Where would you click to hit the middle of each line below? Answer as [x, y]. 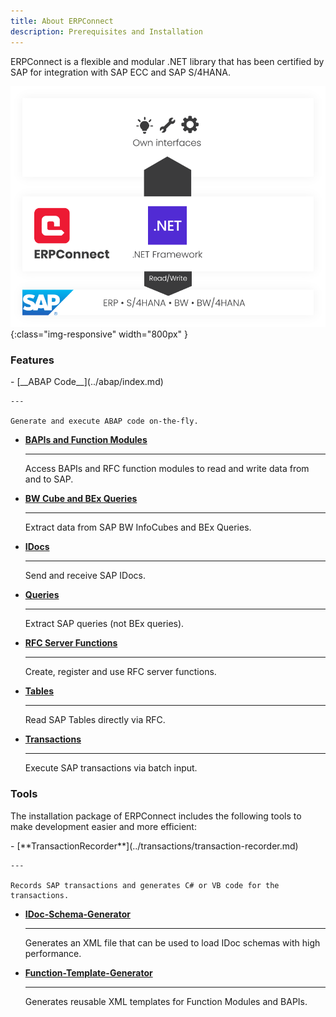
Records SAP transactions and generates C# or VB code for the [145, 885]
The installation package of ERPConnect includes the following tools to [156, 816]
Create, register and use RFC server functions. [120, 672]
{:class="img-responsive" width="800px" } [99, 334]
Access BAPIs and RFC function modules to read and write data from [167, 469]
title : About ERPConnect [62, 21]
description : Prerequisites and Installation [106, 31]
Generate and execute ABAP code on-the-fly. [104, 421]
